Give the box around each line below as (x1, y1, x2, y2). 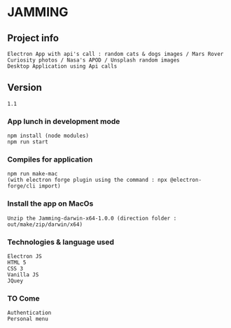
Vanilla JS (7, 271, 39, 278)
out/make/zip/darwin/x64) (7, 221, 83, 228)
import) (38, 183, 61, 190)
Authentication (7, 309, 52, 317)
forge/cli (7, 183, 36, 190)
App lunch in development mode (7, 116, 120, 126)
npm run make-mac (7, 171, 58, 178)
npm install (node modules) (7, 132, 90, 140)
